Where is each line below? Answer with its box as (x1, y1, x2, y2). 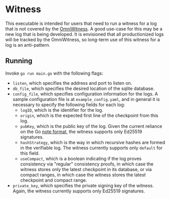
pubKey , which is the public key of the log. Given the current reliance (20, 123, 162, 129)
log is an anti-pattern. (5, 42, 51, 48)
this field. (20, 150, 40, 156)
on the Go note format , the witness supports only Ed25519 (20, 128, 142, 135)
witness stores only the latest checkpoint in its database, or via (20, 166, 152, 172)
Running (5, 57, 33, 65)
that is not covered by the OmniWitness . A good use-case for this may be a (5, 25, 162, 31)
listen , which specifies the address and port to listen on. (12, 80, 132, 86)
